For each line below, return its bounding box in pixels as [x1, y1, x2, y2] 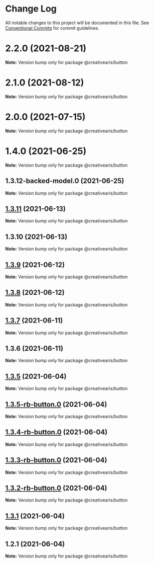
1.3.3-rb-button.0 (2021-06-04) [5, 456, 107, 464]
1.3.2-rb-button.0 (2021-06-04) [5, 484, 107, 493]
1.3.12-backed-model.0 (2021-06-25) [5, 177, 124, 185]
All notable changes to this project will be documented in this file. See [5, 20, 149, 26]
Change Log [5, 3, 57, 15]
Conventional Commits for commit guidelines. [5, 25, 99, 31]
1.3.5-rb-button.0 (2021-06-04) [5, 400, 107, 409]
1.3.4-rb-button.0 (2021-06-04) [5, 428, 108, 437]
